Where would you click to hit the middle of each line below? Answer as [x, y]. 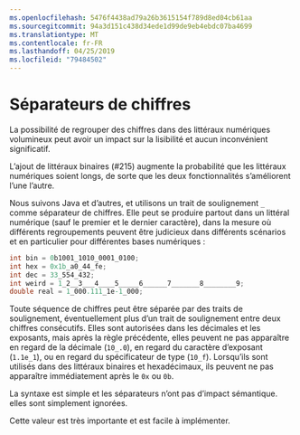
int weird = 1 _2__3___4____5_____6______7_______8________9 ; [127, 283]
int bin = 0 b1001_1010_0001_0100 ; [75, 258]
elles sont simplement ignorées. [69, 403]
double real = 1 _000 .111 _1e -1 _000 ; [76, 292]
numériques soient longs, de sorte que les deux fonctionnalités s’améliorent [150, 175]
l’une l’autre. [32, 185]
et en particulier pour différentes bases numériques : [108, 241]
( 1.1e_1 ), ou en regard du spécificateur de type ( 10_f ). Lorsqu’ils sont [139, 357]
